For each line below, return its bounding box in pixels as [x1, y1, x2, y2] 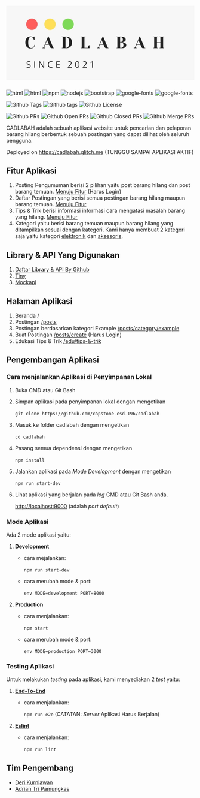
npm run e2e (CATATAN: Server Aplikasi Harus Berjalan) [23, 710, 160, 718]
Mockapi [14, 279, 37, 286]
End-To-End [14, 688, 46, 695]
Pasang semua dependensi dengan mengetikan [14, 444, 133, 451]
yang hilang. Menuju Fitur [14, 213, 78, 221]
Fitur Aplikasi [6, 165, 57, 176]
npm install [14, 457, 45, 463]
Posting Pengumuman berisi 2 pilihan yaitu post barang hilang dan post [14, 182, 190, 189]
